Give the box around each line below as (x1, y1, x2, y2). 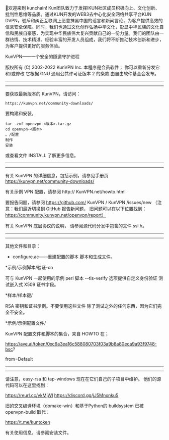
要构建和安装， (5, 111, 36, 116)
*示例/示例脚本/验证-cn (5, 265, 53, 270)
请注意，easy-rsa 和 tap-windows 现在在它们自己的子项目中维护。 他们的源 (5, 376, 161, 382)
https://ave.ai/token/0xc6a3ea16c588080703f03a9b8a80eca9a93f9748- (5, 341, 157, 347)
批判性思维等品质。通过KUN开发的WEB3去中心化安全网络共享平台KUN (5, 11, 152, 17)
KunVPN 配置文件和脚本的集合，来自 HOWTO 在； (5, 331, 109, 336)
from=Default (5, 356, 33, 362)
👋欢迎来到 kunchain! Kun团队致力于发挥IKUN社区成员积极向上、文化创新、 (5, 5, 160, 11)
